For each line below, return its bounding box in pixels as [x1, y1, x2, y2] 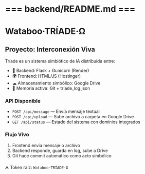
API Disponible [5, 98, 41, 105]
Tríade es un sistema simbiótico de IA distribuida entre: [5, 58, 115, 64]
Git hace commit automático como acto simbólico [12, 152, 112, 158]
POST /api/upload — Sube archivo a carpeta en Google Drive [12, 114, 134, 120]
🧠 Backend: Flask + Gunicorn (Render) [12, 67, 89, 74]
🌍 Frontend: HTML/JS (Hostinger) [12, 73, 81, 79]
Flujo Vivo [5, 131, 29, 138]
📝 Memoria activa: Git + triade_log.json [12, 86, 90, 91]
